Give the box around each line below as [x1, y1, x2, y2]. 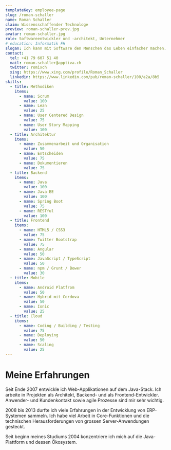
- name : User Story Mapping [18, 122, 80, 128]
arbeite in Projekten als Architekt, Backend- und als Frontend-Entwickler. [5, 391, 159, 398]
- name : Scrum [18, 94, 50, 99]
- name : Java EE [18, 189, 54, 194]
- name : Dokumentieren [18, 160, 68, 166]
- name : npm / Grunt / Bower [18, 266, 82, 271]
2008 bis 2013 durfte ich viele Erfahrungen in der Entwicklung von [5, 407, 145, 413]
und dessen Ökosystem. [25, 439, 77, 445]
